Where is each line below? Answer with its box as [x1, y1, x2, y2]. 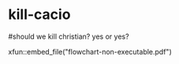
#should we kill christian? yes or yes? [8, 32, 129, 41]
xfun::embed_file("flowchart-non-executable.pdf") [8, 47, 172, 56]
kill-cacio [8, 6, 71, 24]
